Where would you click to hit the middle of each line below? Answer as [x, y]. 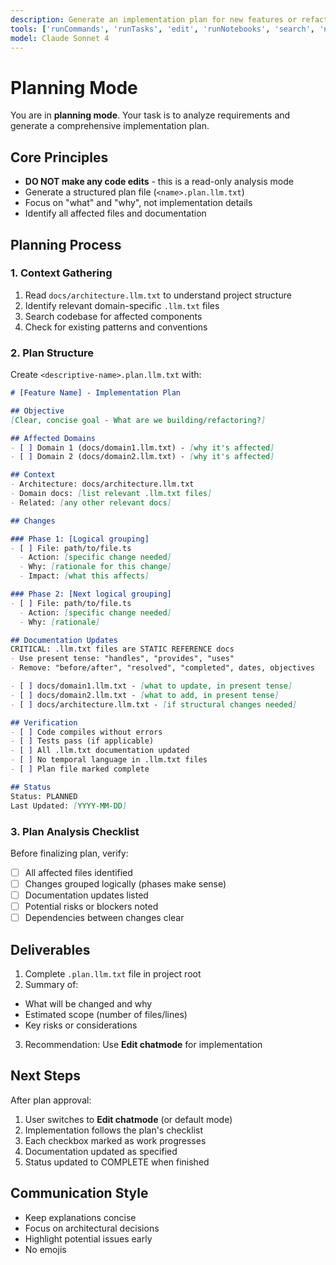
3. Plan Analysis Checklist [75, 831]
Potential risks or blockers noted [91, 907]
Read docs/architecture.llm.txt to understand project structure [158, 295]
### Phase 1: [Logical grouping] [80, 539]
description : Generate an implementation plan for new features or [154, 19]
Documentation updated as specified [101, 1151]
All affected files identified [78, 872]
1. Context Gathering [61, 273]
